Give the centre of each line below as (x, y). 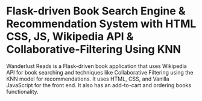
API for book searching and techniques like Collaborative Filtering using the (100, 72)
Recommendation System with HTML (101, 24)
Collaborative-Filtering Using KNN (94, 50)
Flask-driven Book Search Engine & (96, 11)
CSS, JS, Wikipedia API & (70, 37)
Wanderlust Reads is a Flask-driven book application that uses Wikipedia (96, 66)
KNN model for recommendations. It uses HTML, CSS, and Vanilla (88, 79)
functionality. (23, 91)
